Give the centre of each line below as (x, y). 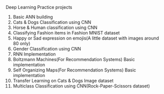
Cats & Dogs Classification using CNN (52, 22)
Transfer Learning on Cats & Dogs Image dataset (63, 80)
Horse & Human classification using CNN (55, 27)
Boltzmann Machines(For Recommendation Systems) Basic (74, 59)
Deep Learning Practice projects (39, 7)
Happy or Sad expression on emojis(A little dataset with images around (86, 38)
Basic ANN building (33, 17)
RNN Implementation (34, 54)
